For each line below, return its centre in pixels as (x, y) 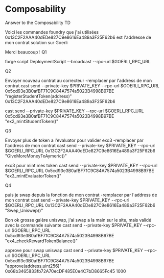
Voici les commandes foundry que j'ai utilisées (52, 32)
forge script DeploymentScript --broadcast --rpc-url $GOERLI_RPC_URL (78, 61)
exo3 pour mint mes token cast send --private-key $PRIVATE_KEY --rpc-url (81, 165)
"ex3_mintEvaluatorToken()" (33, 176)
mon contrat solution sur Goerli (36, 42)
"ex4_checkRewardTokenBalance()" (41, 241)
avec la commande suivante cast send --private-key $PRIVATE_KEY (74, 225)
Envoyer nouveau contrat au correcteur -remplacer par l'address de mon (79, 80)
